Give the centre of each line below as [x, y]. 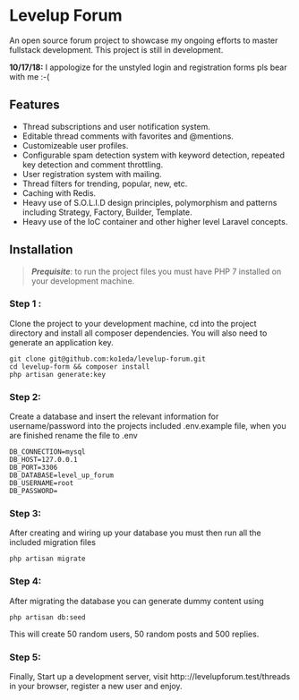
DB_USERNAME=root [42, 483]
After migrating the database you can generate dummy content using [137, 601]
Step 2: [26, 397]
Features [34, 105]
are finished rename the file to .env [74, 436]
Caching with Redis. [59, 192]
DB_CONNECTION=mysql [48, 452]
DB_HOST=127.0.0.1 [43, 460]
